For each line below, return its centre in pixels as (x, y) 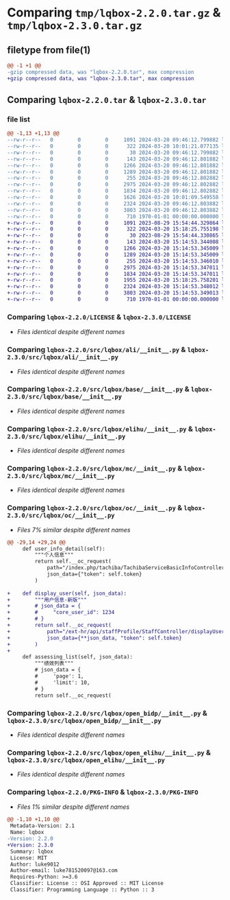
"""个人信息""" (54, 555)
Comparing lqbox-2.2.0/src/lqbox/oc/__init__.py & (95, 508)
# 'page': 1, (59, 676)
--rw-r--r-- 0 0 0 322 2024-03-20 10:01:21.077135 (113, 146)
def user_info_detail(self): (64, 549)
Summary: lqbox (31, 851)
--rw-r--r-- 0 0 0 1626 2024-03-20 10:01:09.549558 (113, 198)
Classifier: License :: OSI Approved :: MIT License (87, 884)
